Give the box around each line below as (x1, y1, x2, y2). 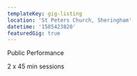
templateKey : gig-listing (7, 10, 82, 17)
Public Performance (7, 49, 65, 57)
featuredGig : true (7, 29, 61, 37)
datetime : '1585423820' (7, 23, 76, 30)
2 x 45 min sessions (7, 62, 65, 70)
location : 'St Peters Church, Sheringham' (7, 17, 132, 24)
